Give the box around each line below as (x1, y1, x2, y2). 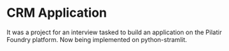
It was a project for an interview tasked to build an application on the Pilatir (6, 28, 222, 36)
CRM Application (6, 5, 107, 21)
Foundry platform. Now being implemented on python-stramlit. (6, 35, 187, 43)
